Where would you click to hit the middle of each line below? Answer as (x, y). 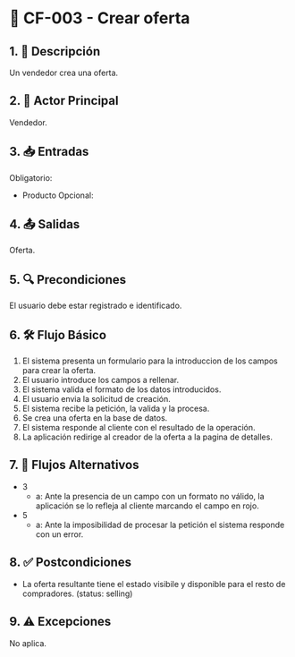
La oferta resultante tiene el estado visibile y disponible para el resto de (154, 584)
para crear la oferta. (59, 371)
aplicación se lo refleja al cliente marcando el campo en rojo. (147, 506)
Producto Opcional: (58, 195)
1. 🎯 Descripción (55, 51)
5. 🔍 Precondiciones (68, 280)
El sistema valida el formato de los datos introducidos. (122, 389)
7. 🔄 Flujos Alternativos (74, 465)
